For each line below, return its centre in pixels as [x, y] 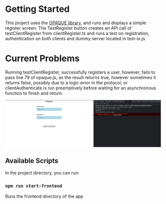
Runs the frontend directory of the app [44, 197]
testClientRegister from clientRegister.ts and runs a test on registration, [77, 33]
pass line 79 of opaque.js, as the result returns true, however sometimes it [81, 77]
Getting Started [38, 9]
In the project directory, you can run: [42, 173]
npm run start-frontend [34, 186]
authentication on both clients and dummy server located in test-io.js [75, 39]
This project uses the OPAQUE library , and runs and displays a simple [76, 23]
